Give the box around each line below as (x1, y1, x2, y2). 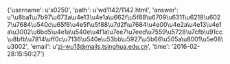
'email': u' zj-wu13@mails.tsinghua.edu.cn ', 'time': (30, 43, 170, 50)
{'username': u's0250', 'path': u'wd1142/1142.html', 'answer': (7, 6, 179, 14)
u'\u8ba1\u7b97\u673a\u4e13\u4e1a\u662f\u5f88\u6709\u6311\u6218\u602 (7, 13, 221, 21)
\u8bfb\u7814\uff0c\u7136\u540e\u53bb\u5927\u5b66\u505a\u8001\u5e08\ (7, 35, 224, 43)
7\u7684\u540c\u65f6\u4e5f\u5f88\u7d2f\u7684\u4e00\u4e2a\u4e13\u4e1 (7, 21, 222, 28)
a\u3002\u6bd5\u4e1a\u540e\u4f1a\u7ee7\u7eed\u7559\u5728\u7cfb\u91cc (7, 28, 223, 36)
